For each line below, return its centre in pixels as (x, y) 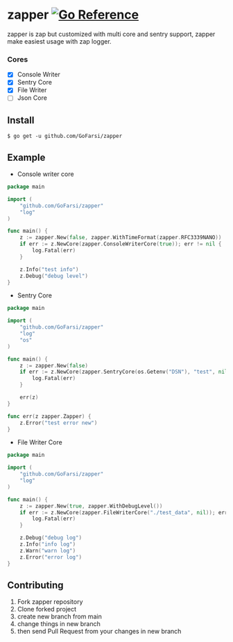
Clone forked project (47, 609)
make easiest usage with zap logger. (60, 41)
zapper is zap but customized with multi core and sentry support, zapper (111, 34)
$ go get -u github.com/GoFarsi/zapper (65, 136)
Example (26, 157)
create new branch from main (59, 616)
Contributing (35, 585)
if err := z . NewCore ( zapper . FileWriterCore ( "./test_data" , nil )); (118, 512)
